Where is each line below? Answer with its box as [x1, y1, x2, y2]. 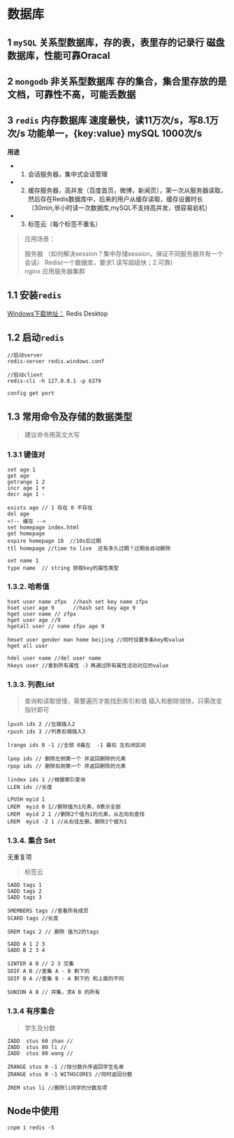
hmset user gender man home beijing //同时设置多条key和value [7, 636, 185, 643]
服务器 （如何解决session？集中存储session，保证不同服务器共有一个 [24, 249, 224, 257]
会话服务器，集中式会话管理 [27, 169, 108, 178]
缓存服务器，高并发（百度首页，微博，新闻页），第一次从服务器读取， [27, 186, 227, 194]
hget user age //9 [7, 616, 61, 623]
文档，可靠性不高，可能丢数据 [7, 88, 136, 100]
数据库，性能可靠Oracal [7, 50, 110, 62]
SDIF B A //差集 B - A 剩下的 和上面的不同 [7, 975, 124, 983]
